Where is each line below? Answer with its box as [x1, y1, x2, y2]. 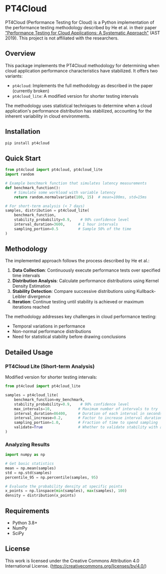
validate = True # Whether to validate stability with [14, 425, 158, 430]
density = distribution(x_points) [5, 493, 77, 498]
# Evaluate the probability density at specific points [5, 484, 123, 489]
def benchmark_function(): [5, 185, 61, 190]
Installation [5, 127, 41, 136]
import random [5, 172, 35, 177]
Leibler [12, 293, 27, 299]
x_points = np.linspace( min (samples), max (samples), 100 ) [5, 489, 127, 493]
